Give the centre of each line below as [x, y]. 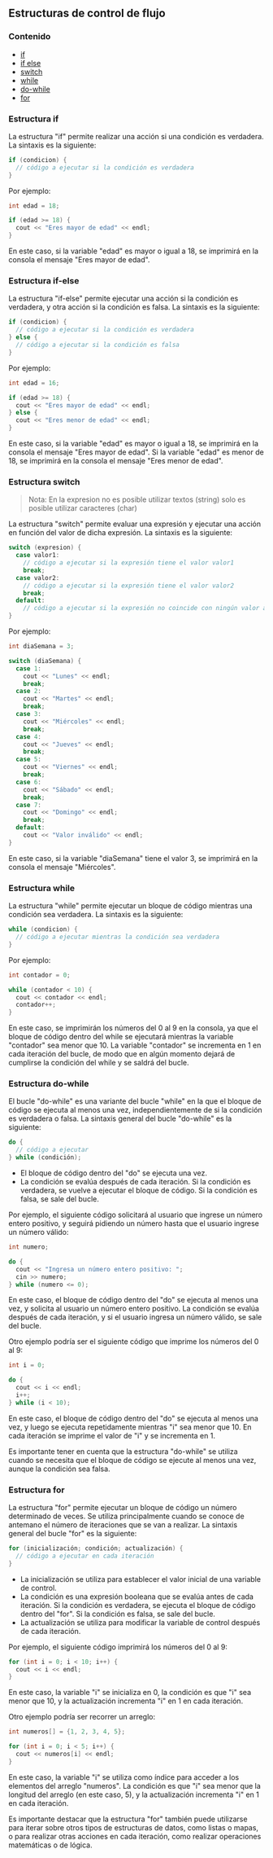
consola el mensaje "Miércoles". [62, 867]
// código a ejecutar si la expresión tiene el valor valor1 [128, 563]
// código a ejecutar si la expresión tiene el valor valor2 [128, 586]
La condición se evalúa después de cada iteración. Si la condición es [135, 1182]
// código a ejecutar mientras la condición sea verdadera [118, 937]
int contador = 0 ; [39, 975]
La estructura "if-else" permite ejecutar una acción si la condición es [123, 299]
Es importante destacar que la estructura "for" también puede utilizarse [128, 1819]
